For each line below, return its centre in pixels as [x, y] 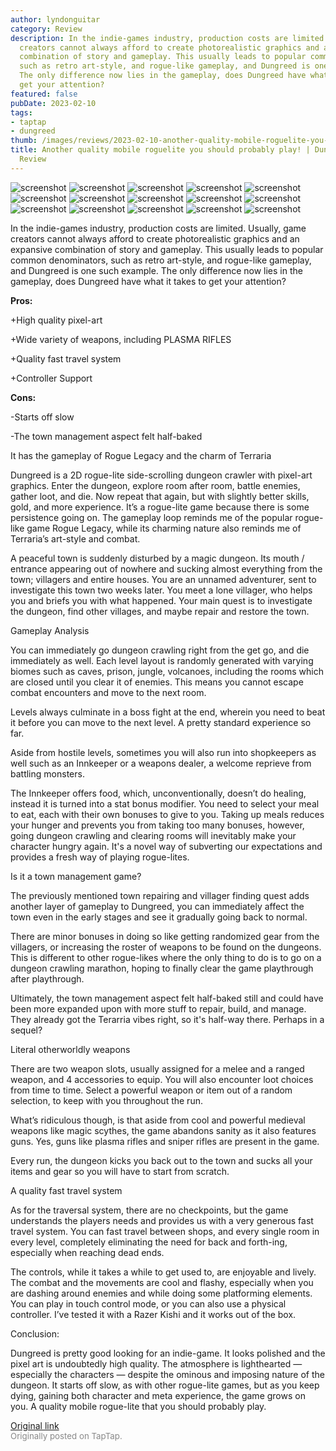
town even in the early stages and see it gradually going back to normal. [159, 917]
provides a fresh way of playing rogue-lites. [100, 857]
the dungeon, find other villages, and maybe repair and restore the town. [160, 611]
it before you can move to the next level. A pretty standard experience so [161, 722]
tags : [21, 112]
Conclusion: [35, 1333]
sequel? [26, 1030]
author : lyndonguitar [55, 19]
